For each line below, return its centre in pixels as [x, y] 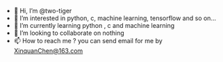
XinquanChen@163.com [48, 51]
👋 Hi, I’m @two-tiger [43, 11]
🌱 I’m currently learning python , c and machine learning [94, 25]
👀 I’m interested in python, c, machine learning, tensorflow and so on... [115, 18]
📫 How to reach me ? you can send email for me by [88, 41]
